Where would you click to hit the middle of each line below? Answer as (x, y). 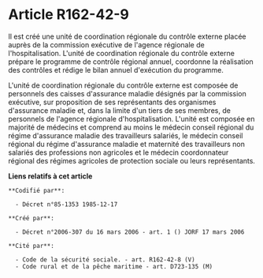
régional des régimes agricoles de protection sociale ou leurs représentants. (132, 160)
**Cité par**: (31, 246)
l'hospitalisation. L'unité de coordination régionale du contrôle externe (121, 53)
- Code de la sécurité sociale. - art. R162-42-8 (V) (105, 259)
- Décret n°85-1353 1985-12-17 (67, 204)
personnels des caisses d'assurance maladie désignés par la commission (127, 93)
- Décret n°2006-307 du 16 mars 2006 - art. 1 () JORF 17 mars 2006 (130, 232)
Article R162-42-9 (69, 15)
